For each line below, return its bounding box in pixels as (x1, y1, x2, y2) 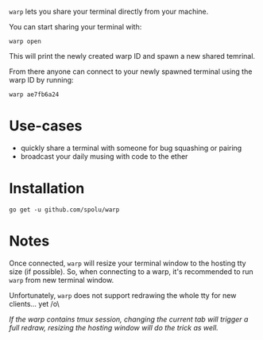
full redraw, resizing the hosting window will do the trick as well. (9, 323, 219, 332)
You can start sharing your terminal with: (9, 22, 142, 31)
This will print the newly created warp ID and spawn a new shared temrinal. (9, 52, 256, 60)
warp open (9, 37, 42, 45)
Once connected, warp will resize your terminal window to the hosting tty (9, 258, 246, 268)
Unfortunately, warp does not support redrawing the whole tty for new (9, 290, 237, 300)
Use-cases (9, 117, 83, 135)
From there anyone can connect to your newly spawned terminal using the (9, 67, 253, 76)
